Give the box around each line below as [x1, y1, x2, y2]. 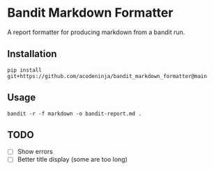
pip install [7, 66, 42, 74]
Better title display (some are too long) [17, 155, 128, 164]
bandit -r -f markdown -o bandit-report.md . [7, 110, 142, 117]
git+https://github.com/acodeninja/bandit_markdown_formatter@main [7, 72, 208, 79]
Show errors [17, 148, 54, 156]
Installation [7, 48, 57, 60]
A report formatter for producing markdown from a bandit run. [7, 28, 185, 36]
